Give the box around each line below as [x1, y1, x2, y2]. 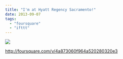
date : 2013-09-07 [5, 12, 41, 17]
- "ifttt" [9, 26, 30, 30]
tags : [5, 16, 16, 21]
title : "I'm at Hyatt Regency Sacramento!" [5, 7, 96, 12]
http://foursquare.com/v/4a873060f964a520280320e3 [5, 48, 118, 54]
